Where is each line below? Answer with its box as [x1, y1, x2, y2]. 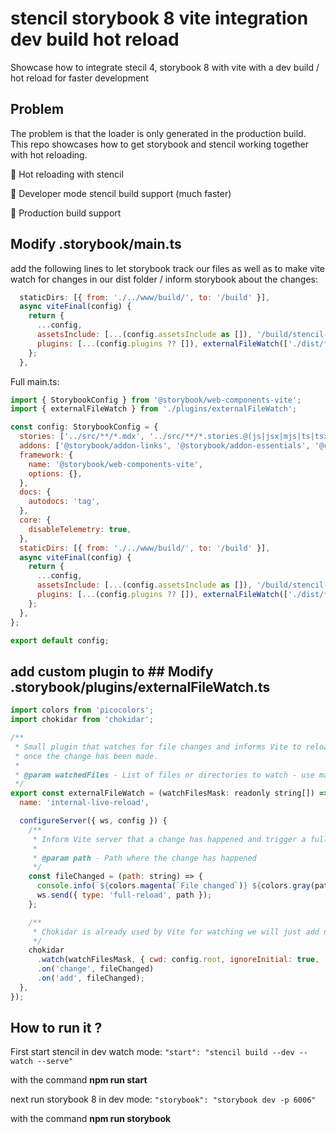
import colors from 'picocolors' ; [10, 705, 155, 716]
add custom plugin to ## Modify [10, 663, 214, 680]
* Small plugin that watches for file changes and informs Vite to [14, 742, 302, 752]
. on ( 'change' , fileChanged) [36, 964, 155, 974]
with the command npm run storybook [10, 1113, 172, 1125]
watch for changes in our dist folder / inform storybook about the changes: [10, 273, 318, 285]
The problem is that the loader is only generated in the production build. [10, 127, 307, 139]
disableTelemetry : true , [28, 524, 132, 534]
